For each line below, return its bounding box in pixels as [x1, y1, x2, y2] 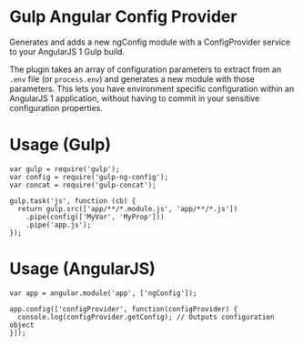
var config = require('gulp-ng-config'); [9, 172, 169, 181]
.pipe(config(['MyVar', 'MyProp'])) [25, 212, 166, 221]
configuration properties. [9, 102, 103, 113]
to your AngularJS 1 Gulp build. [9, 46, 126, 56]
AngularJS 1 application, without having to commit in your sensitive [9, 93, 260, 104]
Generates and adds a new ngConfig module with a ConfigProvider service [9, 36, 291, 47]
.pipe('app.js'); [25, 220, 92, 229]
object [9, 321, 35, 330]
